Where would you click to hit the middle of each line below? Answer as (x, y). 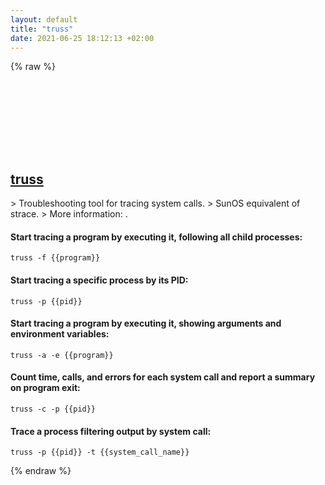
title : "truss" (42, 29)
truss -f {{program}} (55, 258)
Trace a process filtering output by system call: (111, 431)
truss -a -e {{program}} (62, 355)
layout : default (44, 19)
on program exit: (45, 388)
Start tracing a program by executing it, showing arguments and (146, 323)
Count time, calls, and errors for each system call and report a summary (163, 377)
